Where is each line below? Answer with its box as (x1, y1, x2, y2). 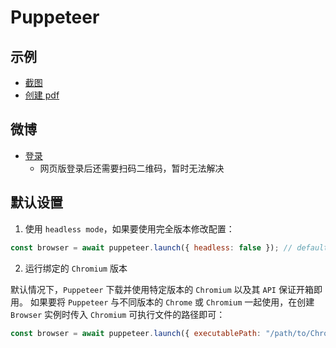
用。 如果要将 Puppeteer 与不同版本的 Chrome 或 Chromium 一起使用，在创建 (10, 296, 315, 308)
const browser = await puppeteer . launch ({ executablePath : (10, 328, 262, 338)
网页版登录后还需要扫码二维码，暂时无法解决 (39, 162, 225, 174)
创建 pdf (24, 89, 60, 101)
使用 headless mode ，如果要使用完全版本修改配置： (24, 222, 235, 235)
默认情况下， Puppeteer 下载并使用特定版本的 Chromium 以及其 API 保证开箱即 (10, 283, 323, 295)
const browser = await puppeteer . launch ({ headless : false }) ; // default (10, 242, 329, 253)
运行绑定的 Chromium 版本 (24, 262, 128, 274)
